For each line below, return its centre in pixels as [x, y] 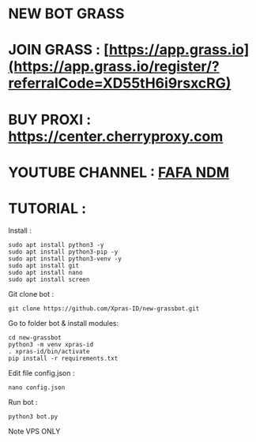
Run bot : [23, 402]
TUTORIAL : [47, 208]
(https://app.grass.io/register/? [114, 67]
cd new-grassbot [35, 337]
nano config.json [37, 388]
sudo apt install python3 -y [56, 245]
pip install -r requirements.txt [63, 358]
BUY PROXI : [50, 120]
